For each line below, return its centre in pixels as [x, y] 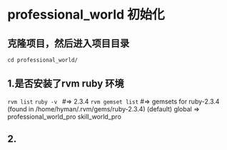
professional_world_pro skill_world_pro [64, 116]
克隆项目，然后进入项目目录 [69, 43]
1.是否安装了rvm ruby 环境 [66, 84]
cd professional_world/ [43, 60]
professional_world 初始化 [86, 15]
